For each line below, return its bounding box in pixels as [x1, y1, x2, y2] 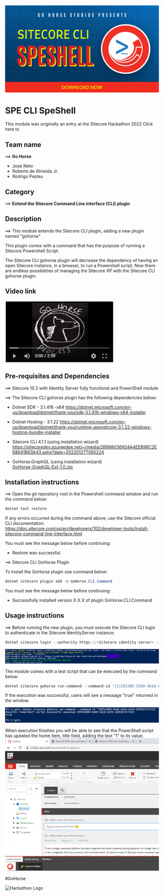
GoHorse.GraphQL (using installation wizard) [12, 459, 102, 464]
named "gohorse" [5, 233, 41, 239]
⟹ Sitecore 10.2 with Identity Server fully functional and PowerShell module [5, 385, 159, 391]
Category [5, 187, 35, 196]
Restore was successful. [12, 550, 62, 556]
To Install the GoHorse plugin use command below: [5, 569, 108, 575]
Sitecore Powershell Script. [5, 248, 60, 254]
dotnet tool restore [5, 506, 47, 512]
